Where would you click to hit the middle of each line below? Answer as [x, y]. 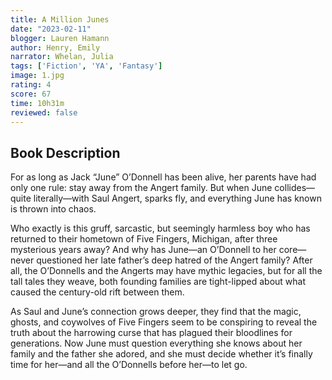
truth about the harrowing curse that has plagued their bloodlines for [151, 333]
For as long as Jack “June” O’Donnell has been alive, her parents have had [163, 177]
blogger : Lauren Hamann [60, 38]
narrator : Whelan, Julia [62, 57]
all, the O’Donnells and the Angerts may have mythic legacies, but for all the [166, 271]
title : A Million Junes [60, 19]
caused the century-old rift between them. [97, 292]
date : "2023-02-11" [51, 29]
